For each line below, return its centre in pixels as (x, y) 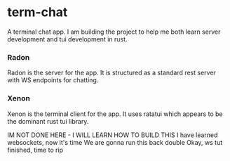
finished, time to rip (35, 150)
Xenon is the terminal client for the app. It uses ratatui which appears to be (115, 114)
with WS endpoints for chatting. (53, 80)
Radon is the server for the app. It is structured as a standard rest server (111, 73)
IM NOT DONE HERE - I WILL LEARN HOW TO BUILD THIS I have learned (113, 135)
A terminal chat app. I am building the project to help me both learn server (114, 32)
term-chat (38, 12)
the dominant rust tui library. (48, 121)
